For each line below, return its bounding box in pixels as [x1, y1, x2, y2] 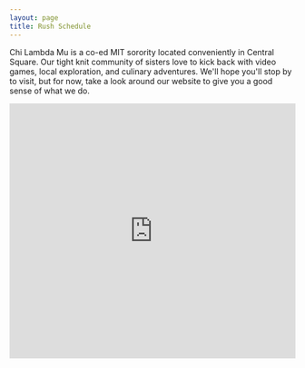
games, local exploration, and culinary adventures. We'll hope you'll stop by [9, 65, 292, 77]
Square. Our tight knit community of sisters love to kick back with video [9, 56, 277, 67]
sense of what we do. [9, 85, 91, 96]
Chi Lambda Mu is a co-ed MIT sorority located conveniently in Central [9, 46, 275, 57]
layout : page [9, 13, 59, 23]
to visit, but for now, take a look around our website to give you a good [9, 75, 273, 86]
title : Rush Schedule [9, 22, 92, 31]
